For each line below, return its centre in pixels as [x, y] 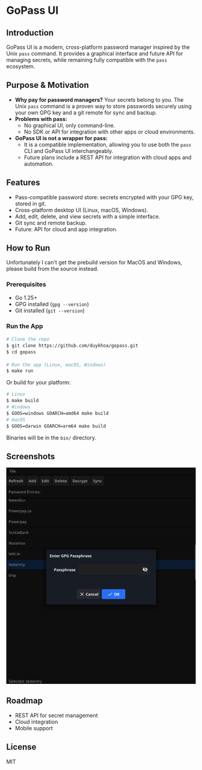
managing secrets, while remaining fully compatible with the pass [87, 60]
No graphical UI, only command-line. [69, 125]
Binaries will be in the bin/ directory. [51, 438]
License [21, 747]
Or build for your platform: [38, 382]
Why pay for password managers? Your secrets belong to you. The [99, 99]
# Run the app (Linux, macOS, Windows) [56, 365]
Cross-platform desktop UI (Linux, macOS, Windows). [81, 210]
